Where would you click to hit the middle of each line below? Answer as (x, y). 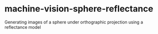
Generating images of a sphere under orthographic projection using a (74, 22)
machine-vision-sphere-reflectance (79, 9)
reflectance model (23, 27)
